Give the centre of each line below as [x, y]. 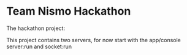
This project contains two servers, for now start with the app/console [93, 40]
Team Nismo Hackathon [69, 11]
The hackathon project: [36, 28]
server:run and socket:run [39, 46]
